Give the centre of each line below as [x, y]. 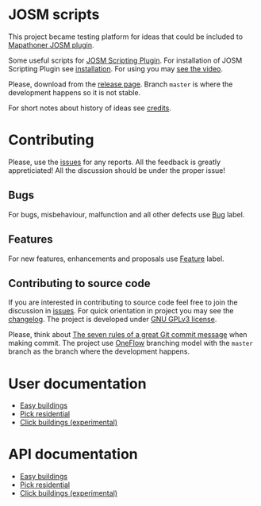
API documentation [73, 454]
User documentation [77, 383]
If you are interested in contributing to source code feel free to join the [123, 302]
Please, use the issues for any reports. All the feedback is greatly [114, 162]
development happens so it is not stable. [75, 92]
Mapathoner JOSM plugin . [51, 44]
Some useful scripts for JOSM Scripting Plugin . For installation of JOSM [125, 60]
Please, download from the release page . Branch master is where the [121, 84]
